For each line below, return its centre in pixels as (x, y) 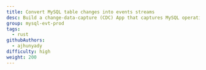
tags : (13, 29)
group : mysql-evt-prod (35, 23)
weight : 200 (21, 57)
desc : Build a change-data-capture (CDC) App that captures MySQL (93, 18)
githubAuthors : (26, 40)
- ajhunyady (27, 46)
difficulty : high (29, 52)
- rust (20, 35)
